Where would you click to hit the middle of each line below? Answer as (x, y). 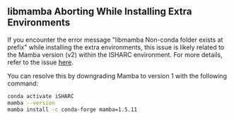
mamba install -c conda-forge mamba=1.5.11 (72, 109)
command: (23, 83)
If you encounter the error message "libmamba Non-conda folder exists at (115, 40)
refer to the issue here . (41, 62)
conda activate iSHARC (41, 96)
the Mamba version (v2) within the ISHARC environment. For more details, (115, 54)
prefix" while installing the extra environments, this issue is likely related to (116, 47)
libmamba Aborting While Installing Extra (100, 12)
